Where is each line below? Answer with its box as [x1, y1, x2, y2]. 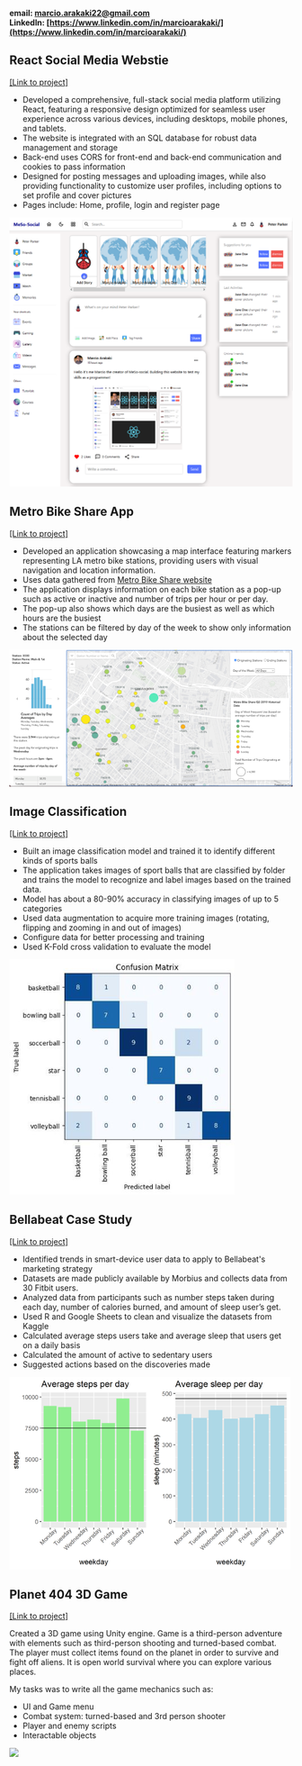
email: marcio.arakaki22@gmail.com [9, 8, 150, 18]
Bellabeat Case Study [9, 1212, 133, 1227]
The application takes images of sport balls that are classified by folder [22, 865, 286, 875]
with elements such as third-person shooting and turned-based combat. [9, 1638, 277, 1649]
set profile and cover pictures [22, 189, 132, 201]
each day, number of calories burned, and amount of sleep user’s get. [22, 1301, 281, 1312]
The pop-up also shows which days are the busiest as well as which [22, 602, 275, 613]
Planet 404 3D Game [9, 1587, 129, 1602]
